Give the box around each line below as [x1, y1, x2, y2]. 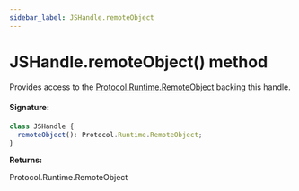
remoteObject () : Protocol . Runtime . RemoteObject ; [17, 130, 203, 139]
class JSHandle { [9, 122, 75, 131]
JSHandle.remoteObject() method [9, 51, 268, 72]
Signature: [9, 102, 49, 113]
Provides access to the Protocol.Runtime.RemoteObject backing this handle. [9, 82, 292, 92]
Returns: [9, 154, 43, 166]
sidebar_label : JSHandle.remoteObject [9, 13, 154, 22]
